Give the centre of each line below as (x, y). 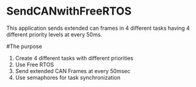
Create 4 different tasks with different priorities (74, 58)
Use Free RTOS (34, 64)
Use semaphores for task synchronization (68, 77)
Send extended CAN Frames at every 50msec (73, 71)
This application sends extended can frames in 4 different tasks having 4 (98, 28)
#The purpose (24, 46)
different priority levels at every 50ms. (54, 34)
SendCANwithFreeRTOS (69, 11)
